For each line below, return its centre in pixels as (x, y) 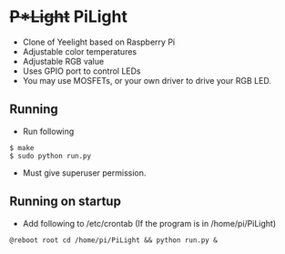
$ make (22, 147)
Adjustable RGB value (63, 61)
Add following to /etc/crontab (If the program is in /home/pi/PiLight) (149, 223)
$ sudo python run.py (51, 156)
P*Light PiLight (68, 17)
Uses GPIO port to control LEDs (81, 71)
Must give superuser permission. (84, 173)
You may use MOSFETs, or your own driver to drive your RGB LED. (147, 80)
